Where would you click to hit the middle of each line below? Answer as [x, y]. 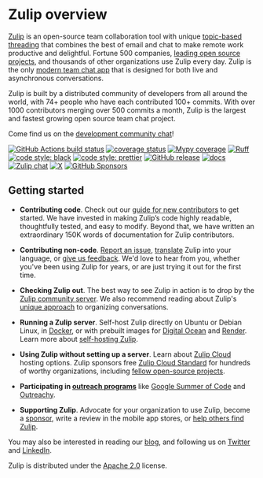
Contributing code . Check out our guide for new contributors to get [129, 209]
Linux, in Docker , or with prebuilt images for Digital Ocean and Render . [133, 330]
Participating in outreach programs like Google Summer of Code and [132, 386]
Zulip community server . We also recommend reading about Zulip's [128, 298]
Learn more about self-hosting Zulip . [79, 339]
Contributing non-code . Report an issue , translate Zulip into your [125, 250]
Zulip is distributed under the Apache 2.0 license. [88, 465]
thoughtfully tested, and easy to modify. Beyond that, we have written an [137, 226]
